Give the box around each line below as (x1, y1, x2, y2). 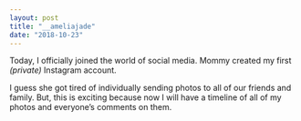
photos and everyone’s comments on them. (9, 102, 172, 113)
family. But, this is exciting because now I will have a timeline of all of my (9, 92, 282, 103)
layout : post (9, 13, 59, 23)
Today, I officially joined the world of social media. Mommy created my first (9, 55, 292, 66)
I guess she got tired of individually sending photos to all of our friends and (9, 83, 292, 94)
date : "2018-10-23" (9, 30, 84, 39)
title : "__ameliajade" (9, 22, 96, 31)
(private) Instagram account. (9, 65, 117, 76)
